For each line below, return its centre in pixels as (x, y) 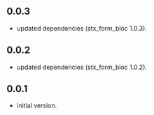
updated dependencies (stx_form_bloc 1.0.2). (82, 67)
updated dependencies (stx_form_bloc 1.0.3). (82, 28)
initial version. (37, 106)
